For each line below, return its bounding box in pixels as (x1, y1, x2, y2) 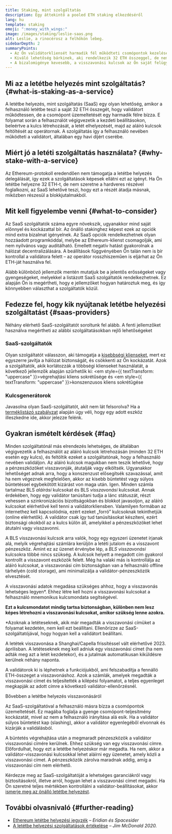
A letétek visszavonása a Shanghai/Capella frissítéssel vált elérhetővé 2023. (5, 640, 166, 646)
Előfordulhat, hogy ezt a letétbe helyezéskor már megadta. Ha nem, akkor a (5, 746, 165, 752)
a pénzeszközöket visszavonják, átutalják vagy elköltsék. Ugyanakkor (5, 465, 152, 471)
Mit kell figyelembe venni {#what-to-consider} (5, 207, 158, 216)
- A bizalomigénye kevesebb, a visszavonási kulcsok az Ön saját (10, 60, 153, 65)
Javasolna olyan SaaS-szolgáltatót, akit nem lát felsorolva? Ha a (5, 404, 140, 410)
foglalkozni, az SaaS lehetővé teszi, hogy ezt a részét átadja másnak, (5, 186, 151, 193)
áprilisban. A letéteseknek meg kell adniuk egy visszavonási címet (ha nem (5, 646, 163, 652)
